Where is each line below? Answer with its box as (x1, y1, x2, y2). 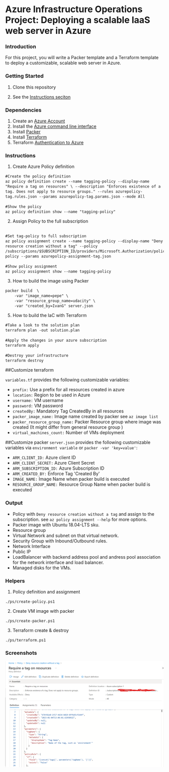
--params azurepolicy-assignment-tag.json (21, 254, 112, 259)
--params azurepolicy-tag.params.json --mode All (39, 194, 145, 199)
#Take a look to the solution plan (5, 323, 80, 328)
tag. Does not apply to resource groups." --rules (5, 189, 114, 194)
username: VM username (12, 397, 64, 403)
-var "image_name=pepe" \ (14, 293, 69, 299)
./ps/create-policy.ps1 (5, 599, 55, 604)
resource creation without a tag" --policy (5, 244, 98, 249)
